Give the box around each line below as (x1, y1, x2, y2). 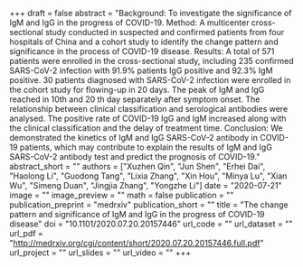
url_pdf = (9, 228, 43, 238)
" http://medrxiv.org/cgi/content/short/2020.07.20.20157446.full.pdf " (9, 238, 264, 248)
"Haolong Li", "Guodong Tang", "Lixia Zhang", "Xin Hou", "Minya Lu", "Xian (9, 170, 288, 181)
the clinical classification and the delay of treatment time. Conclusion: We (9, 123, 283, 133)
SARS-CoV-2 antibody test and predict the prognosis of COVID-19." (9, 152, 260, 161)
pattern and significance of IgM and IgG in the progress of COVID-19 (9, 209, 265, 219)
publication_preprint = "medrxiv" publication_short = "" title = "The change (9, 199, 289, 210)
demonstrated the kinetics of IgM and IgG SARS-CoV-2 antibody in (9, 133, 259, 143)
